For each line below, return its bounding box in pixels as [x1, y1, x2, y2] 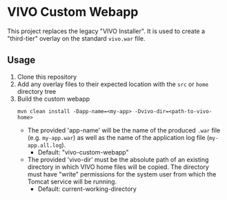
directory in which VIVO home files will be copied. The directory [27, 163, 209, 171]
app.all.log [27, 142, 62, 149]
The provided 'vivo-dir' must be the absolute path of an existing [27, 155, 209, 163]
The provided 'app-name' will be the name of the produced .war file [27, 126, 221, 134]
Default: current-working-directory [37, 184, 137, 193]
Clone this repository [17, 72, 77, 81]
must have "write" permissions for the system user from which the [27, 170, 217, 178]
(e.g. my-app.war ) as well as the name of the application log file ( [27, 133, 210, 141]
